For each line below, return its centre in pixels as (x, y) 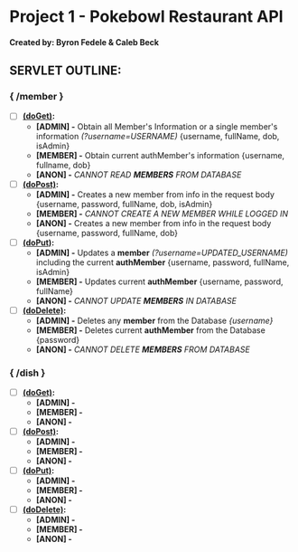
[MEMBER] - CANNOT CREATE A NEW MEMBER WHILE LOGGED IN (162, 214)
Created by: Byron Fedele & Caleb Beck (84, 42)
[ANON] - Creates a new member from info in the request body (154, 223)
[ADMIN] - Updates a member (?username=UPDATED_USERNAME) (162, 252)
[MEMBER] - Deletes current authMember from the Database (151, 330)
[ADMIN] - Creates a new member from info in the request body (155, 194)
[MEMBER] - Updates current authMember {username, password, (159, 281)
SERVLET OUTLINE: (65, 71)
